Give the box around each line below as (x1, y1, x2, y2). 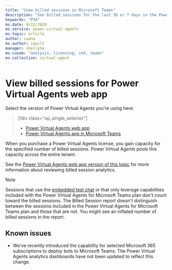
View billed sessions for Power (5, 78, 139, 89)
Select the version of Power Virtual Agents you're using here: (5, 105, 134, 111)
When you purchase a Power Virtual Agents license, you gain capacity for (5, 141, 161, 147)
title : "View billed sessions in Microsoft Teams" (5, 7, 116, 13)
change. (12, 259, 30, 265)
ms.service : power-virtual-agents (5, 27, 79, 32)
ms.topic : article (5, 31, 45, 36)
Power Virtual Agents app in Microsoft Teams (25, 130, 121, 137)
